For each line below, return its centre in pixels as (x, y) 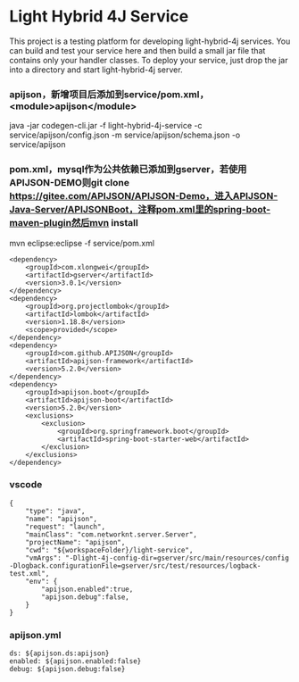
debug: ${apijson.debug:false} (67, 670)
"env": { (42, 581)
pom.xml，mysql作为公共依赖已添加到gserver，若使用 (128, 170)
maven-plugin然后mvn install (74, 223)
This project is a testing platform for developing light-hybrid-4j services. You (150, 41)
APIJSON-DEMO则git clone (70, 183)
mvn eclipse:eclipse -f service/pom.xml (82, 243)
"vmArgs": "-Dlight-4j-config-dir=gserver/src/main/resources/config (158, 558)
